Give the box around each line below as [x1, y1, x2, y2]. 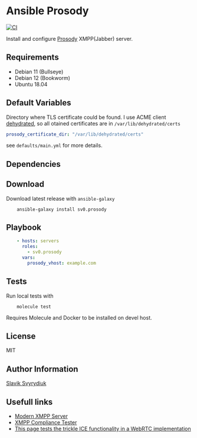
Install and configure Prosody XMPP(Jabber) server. [6, 35, 133, 42]
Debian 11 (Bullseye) [14, 68, 64, 75]
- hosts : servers [17, 238, 60, 244]
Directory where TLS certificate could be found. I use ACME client [6, 114, 166, 121]
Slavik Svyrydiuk [6, 380, 47, 387]
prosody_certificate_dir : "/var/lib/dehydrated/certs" [6, 131, 144, 137]
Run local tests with [6, 292, 54, 299]
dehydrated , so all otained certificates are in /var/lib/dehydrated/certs [6, 120, 181, 127]
